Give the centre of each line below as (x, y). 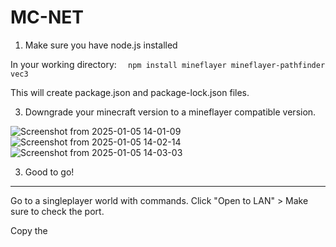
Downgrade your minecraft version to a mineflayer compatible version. (170, 112)
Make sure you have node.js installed (101, 45)
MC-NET (47, 17)
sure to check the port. (57, 211)
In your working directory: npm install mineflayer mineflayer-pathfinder (168, 64)
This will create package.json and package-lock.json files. (130, 92)
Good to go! (49, 172)
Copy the (29, 230)
